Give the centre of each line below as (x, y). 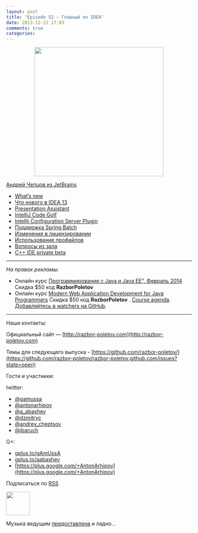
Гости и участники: (30, 376)
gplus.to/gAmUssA (37, 453)
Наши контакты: (26, 323)
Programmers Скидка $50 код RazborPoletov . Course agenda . (93, 300)
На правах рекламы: (32, 270)
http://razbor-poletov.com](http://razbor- (114, 335)
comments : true (25, 28)
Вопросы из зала (36, 246)
